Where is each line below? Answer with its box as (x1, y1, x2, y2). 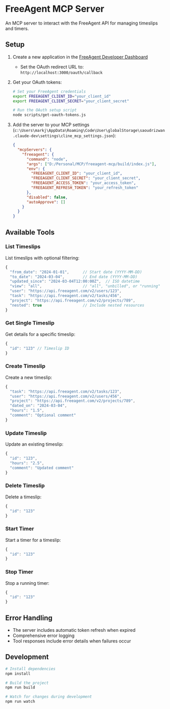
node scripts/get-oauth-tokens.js (12, 112, 86, 118)
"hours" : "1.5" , (10, 408, 44, 413)
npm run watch (5, 699, 36, 704)
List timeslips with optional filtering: (5, 255, 80, 261)
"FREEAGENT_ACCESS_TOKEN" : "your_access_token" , (31, 180, 136, 186)
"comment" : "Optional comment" (10, 413, 76, 418)
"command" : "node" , (26, 156, 68, 162)
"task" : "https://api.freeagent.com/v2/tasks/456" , (10, 293, 122, 299)
